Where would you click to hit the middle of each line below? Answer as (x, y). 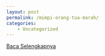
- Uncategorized (38, 29)
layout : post (23, 12)
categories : (21, 23)
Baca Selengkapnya (31, 46)
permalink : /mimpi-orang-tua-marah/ (52, 18)
